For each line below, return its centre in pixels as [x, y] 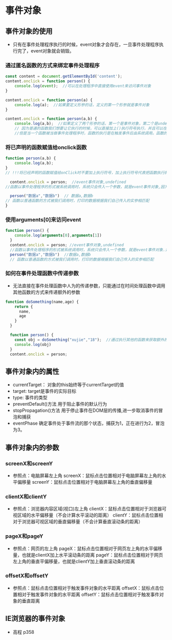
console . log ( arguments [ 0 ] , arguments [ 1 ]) [58, 235]
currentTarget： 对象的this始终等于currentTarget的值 [68, 385]
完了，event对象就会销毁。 [46, 51]
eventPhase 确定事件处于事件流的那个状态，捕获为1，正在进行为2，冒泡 [89, 423]
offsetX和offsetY [27, 576]
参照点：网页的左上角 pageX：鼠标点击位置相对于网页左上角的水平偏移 [88, 548]
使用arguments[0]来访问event [43, 220]
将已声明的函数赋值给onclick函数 [46, 147]
